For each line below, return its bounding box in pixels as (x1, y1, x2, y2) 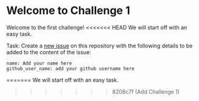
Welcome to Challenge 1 (6, 4, 130, 18)
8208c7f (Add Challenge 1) (112, 88, 180, 95)
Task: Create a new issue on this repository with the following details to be (6, 42, 193, 49)
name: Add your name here (6, 60, 72, 66)
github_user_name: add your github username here (6, 65, 135, 72)
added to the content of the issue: (6, 48, 91, 55)
